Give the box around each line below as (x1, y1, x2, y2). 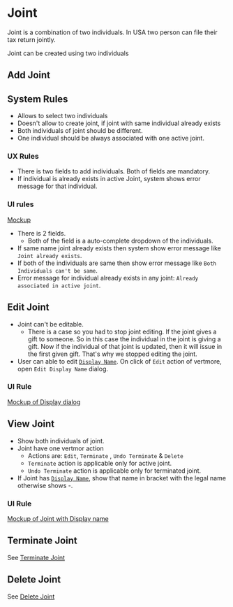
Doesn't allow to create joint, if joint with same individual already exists (17, 119, 221, 127)
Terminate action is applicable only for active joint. (27, 459, 172, 467)
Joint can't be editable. (17, 320, 84, 328)
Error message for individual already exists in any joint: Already (17, 273, 199, 282)
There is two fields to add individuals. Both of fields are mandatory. (17, 167, 211, 176)
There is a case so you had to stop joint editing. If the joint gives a (27, 327, 217, 336)
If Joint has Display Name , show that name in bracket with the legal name (17, 473, 227, 482)
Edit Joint (7, 301, 50, 313)
